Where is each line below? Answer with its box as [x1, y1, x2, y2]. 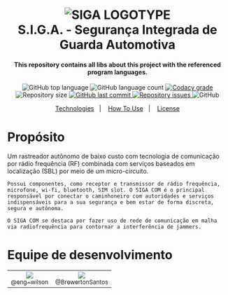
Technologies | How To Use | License [55, 104, 180, 113]
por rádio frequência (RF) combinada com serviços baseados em [7, 160, 195, 168]
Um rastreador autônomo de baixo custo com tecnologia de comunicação [7, 152, 220, 160]
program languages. [87, 67, 148, 76]
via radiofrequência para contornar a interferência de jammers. [7, 224, 201, 231]
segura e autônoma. [7, 205, 64, 212]
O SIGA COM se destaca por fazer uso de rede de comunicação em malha [7, 217, 218, 224]
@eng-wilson [10, 278, 49, 287]
